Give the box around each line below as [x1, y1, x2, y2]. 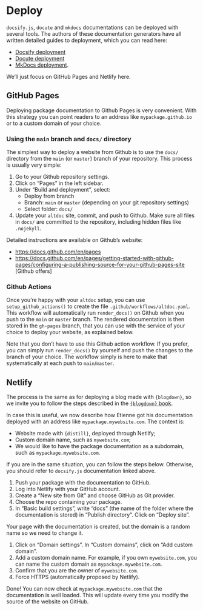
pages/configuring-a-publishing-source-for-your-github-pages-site [15, 261, 185, 269]
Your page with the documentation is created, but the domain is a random [6, 523, 190, 531]
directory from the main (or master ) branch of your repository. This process [6, 155, 193, 163]
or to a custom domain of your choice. [6, 119, 102, 127]
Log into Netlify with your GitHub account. [15, 486, 121, 493]
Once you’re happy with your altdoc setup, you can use [6, 297, 145, 304]
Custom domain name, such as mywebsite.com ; [15, 436, 131, 443]
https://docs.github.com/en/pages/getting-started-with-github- [15, 255, 175, 262]
